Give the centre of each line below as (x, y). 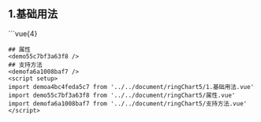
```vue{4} (23, 33)
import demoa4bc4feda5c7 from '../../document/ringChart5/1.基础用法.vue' (131, 87)
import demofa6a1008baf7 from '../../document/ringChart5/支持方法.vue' (128, 104)
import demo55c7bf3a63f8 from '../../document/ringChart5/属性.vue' (122, 95)
